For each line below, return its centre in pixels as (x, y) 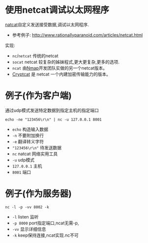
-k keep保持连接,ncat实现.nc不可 (45, 235)
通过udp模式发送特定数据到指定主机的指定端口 (52, 110)
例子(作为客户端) (38, 96)
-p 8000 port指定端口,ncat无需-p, (46, 223)
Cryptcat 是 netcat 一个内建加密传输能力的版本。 (62, 74)
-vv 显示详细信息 (29, 229)
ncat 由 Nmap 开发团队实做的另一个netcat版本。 (60, 68)
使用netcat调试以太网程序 (57, 10)
